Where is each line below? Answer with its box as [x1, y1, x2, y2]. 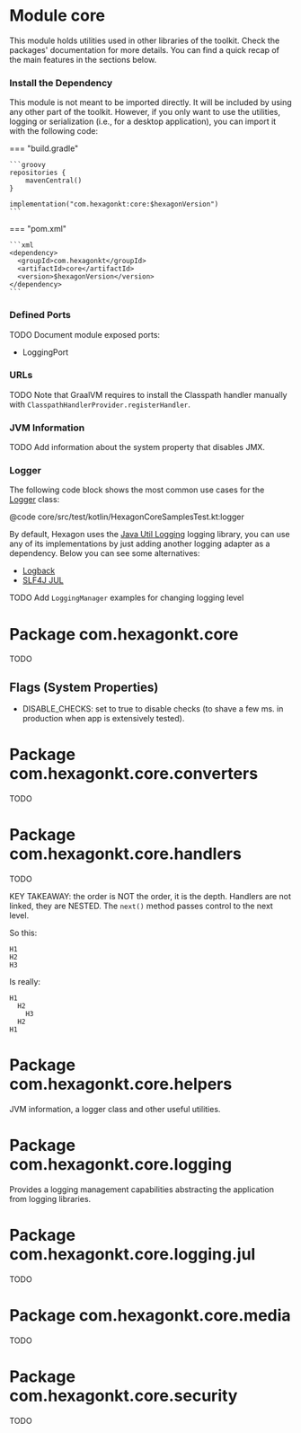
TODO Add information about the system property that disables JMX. [9, 442, 265, 453]
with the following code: [9, 126, 99, 137]
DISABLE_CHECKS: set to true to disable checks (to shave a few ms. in [22, 703, 284, 714]
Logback [22, 565, 56, 576]
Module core [9, 5, 106, 26]
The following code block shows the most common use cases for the [9, 484, 265, 495]
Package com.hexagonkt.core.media [9, 1305, 291, 1326]
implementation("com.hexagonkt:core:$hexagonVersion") [9, 199, 219, 209]
